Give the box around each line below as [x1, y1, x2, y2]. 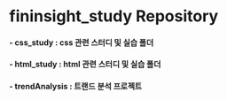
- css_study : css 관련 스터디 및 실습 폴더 [9, 37, 154, 48]
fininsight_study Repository [9, 6, 219, 27]
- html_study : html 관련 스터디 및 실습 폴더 [9, 59, 161, 70]
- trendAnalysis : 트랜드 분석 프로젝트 [9, 81, 143, 91]
